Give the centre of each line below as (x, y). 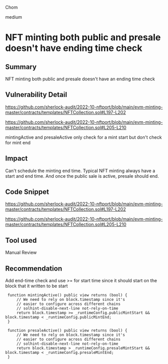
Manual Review (21, 252)
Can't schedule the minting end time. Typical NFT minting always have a (80, 171)
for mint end (18, 142)
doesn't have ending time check (74, 48)
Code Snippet (27, 192)
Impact (16, 159)
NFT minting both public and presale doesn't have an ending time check (80, 79)
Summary (21, 67)
